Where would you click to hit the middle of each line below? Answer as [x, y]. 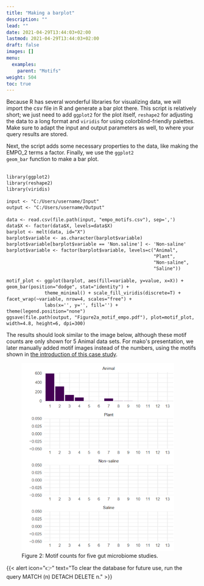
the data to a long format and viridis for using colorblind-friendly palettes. [100, 121]
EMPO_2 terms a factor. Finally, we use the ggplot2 [70, 153]
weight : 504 [21, 77]
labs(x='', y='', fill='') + [82, 305]
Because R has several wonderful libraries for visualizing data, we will [94, 102]
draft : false [23, 45]
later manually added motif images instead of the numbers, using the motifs [101, 348]
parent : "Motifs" [39, 71]
